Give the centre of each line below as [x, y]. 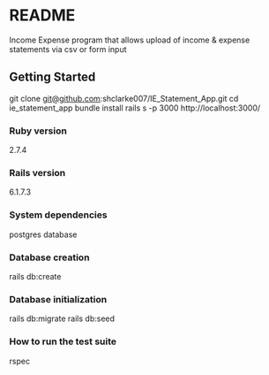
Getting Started [52, 77]
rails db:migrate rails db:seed [62, 318]
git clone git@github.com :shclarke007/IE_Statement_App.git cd [124, 98]
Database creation [49, 257]
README [42, 15]
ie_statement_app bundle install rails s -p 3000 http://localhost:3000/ [135, 108]
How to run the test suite [63, 341]
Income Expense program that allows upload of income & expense [130, 40]
